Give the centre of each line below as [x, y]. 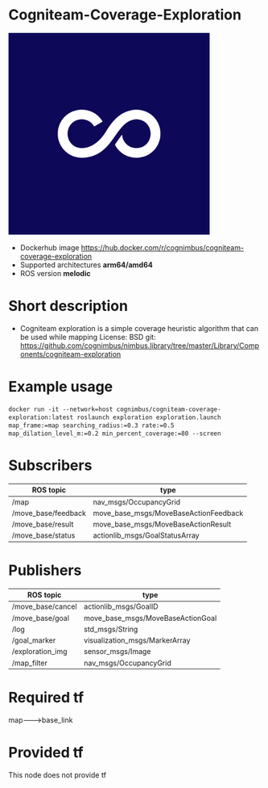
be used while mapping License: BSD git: [88, 337]
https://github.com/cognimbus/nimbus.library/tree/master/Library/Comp [140, 346]
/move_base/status [43, 535]
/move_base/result [43, 524]
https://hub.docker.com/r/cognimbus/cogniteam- [162, 247]
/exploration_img [39, 652]
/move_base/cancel [45, 606]
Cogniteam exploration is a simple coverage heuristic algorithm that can [139, 328]
